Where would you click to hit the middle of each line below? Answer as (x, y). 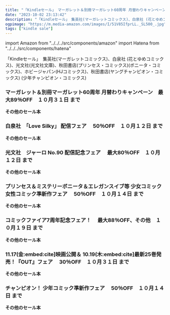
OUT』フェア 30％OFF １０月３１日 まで (75, 262)
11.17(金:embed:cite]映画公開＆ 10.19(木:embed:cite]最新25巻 (81, 254)
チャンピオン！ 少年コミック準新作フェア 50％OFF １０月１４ (85, 288)
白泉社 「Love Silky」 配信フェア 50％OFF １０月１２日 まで (84, 126)
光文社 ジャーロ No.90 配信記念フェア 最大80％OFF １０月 (83, 152)
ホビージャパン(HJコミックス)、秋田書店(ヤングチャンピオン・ (90, 72)
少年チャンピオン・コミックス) (55, 78)
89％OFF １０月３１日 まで (45, 100)
